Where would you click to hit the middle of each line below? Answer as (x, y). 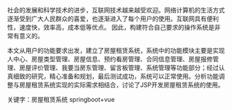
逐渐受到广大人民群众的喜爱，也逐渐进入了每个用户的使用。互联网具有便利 (113, 19)
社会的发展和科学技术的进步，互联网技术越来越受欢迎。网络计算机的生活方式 (116, 10)
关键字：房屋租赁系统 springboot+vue (61, 99)
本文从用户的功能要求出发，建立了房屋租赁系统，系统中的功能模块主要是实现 (116, 51)
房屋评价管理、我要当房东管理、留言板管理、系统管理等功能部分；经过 (119, 68)
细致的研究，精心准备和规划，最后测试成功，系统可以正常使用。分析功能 (116, 76)
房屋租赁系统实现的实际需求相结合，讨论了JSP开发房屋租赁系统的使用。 (122, 85)
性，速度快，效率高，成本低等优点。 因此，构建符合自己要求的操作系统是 (111, 27)
